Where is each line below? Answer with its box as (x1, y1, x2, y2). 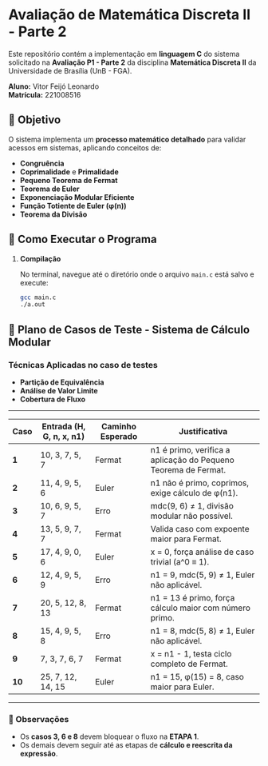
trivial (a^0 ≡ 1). (150, 557, 210, 567)
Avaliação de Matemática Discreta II (8, 6, 251, 24)
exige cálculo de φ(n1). (150, 488, 238, 498)
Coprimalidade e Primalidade (19, 166, 120, 177)
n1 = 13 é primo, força (150, 592, 235, 603)
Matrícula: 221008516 (8, 90, 81, 99)
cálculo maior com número (150, 602, 251, 613)
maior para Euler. (150, 681, 215, 692)
